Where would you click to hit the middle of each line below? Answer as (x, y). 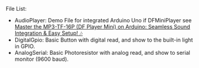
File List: (16, 9)
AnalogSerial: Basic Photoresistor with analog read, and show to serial (102, 53)
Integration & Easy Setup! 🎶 (49, 33)
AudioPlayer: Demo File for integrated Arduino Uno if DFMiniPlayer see (103, 20)
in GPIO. (25, 46)
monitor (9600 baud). (41, 59)
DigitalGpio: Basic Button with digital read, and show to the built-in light (103, 40)
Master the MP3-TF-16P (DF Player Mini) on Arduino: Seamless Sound (102, 27)
